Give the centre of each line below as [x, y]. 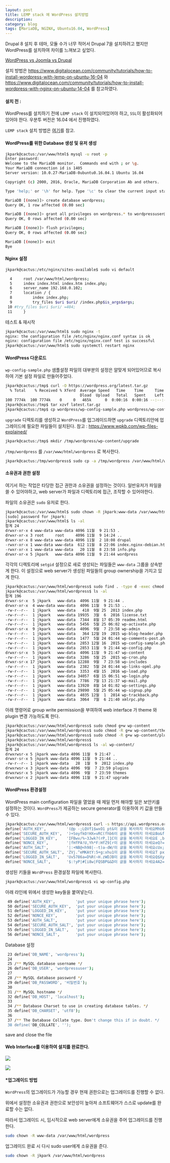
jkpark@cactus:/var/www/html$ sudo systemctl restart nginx [70, 346]
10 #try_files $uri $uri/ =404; [41, 307]
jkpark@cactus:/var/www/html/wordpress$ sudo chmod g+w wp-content [78, 726]
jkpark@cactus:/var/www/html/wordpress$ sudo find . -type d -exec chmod [85, 587]
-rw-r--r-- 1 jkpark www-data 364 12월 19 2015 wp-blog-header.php [84, 634]
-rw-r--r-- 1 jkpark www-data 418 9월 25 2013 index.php [74, 610]
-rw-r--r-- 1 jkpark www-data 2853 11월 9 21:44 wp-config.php [78, 648]
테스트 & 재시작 [20, 322]
